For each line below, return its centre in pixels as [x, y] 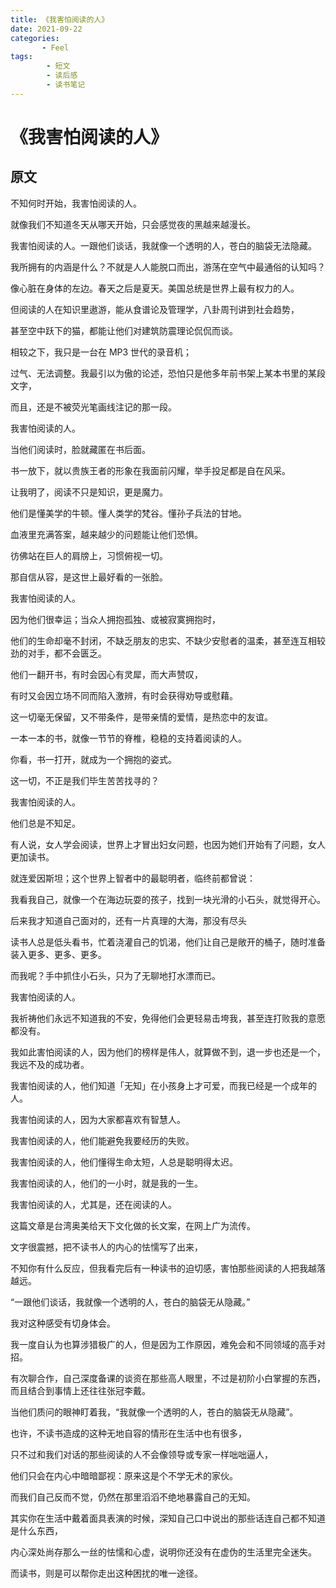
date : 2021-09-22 [46, 29]
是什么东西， [36, 1530]
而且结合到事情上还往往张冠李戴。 [80, 1390]
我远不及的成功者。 [50, 1064]
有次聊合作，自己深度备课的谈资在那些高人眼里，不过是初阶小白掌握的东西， [168, 1378]
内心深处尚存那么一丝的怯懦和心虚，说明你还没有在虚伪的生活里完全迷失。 [163, 1552]
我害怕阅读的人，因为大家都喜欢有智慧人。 [98, 1119]
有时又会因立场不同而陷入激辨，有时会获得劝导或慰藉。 [124, 695]
